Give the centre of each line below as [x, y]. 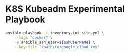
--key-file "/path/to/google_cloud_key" [57, 47]
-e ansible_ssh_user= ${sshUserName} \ [55, 42]
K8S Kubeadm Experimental [65, 9]
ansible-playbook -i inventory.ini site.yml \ [55, 33]
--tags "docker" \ [33, 37]
